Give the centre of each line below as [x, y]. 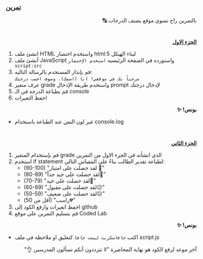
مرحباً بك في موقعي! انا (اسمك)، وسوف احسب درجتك [77, 79]
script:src [28, 66]
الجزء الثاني [184, 143]
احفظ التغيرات [31, 98]
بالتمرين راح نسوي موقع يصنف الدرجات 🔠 [149, 21]
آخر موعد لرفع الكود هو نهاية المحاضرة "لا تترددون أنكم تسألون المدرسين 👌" [110, 249]
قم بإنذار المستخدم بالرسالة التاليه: [53, 72]
